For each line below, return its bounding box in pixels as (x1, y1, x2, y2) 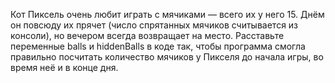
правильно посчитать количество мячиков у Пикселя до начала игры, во (10, 51, 324, 63)
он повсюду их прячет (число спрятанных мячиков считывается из (10, 19, 299, 31)
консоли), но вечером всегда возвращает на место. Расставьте (10, 30, 285, 41)
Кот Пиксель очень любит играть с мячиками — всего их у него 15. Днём (10, 9, 325, 20)
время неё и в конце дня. (10, 62, 119, 73)
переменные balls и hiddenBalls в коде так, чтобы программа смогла (10, 40, 306, 52)
